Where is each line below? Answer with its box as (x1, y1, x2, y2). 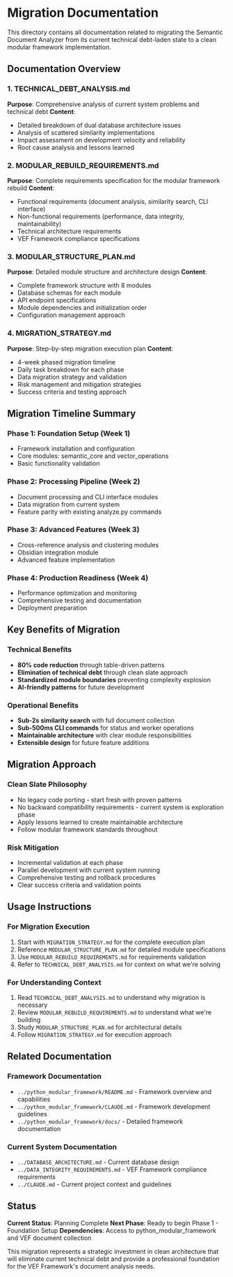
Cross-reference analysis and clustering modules (17, 540, 159, 549)
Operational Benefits (7, 700, 79, 710)
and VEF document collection (7, 1234, 92, 1242)
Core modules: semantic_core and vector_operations (17, 452, 169, 460)
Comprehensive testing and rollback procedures (17, 873, 156, 882)
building (17, 1016, 41, 1024)
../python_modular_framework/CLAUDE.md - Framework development (17, 1102, 211, 1111)
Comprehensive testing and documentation (17, 596, 142, 605)
